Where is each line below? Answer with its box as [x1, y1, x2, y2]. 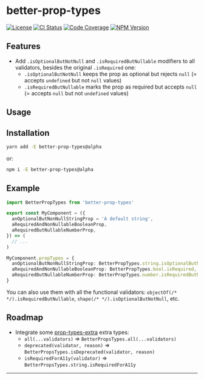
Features [6, 41, 41, 52]
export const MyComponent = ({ [6, 210, 86, 216]
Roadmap [6, 313, 44, 323]
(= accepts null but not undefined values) [24, 89, 129, 97]
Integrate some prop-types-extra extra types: [15, 328, 129, 336]
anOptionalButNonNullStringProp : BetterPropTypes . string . [12, 261, 162, 267]
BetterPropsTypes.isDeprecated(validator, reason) [24, 349, 155, 355]
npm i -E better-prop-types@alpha [6, 166, 94, 173]
